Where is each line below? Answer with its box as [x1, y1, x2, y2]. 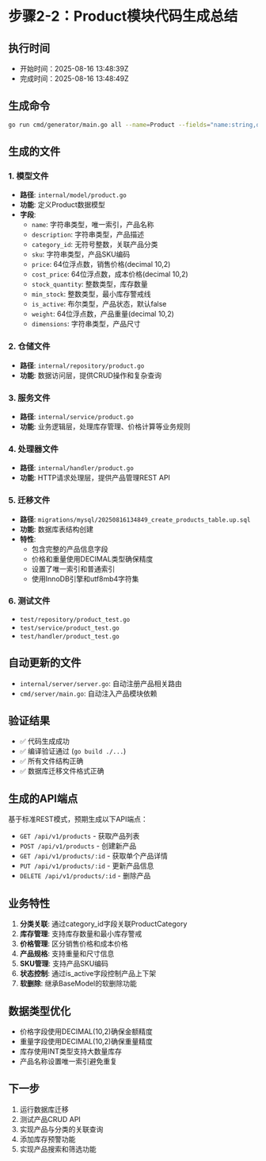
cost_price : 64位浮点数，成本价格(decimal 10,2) [31, 269, 188, 279]
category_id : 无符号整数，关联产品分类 [31, 240, 158, 249]
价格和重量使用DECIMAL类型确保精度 [31, 553, 154, 564]
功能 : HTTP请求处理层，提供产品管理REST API [19, 473, 170, 483]
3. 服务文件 [8, 392, 51, 403]
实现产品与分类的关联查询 [19, 1124, 104, 1134]
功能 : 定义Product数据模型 [19, 200, 105, 210]
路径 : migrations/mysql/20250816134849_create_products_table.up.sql [19, 514, 251, 524]
